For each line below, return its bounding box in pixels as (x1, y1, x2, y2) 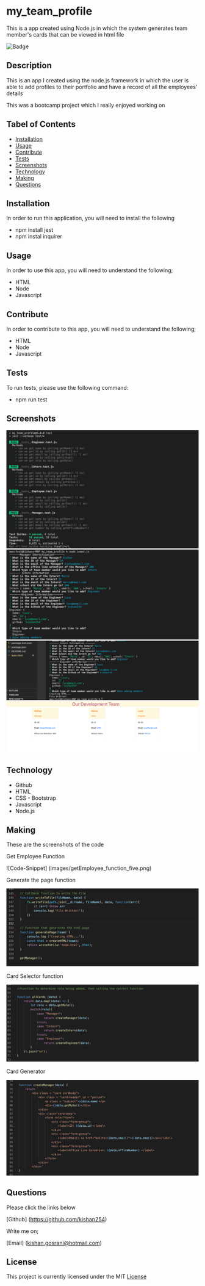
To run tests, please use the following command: (6, 384, 129, 391)
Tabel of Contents (6, 119, 76, 129)
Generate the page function (6, 877, 76, 884)
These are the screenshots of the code (6, 841, 104, 849)
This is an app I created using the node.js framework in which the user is (6, 76, 189, 84)
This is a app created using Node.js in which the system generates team (6, 24, 188, 32)
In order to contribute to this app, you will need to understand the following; (6, 325, 196, 332)
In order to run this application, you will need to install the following (6, 215, 175, 222)
